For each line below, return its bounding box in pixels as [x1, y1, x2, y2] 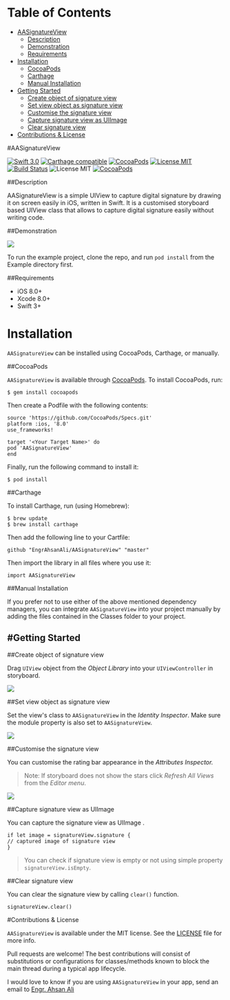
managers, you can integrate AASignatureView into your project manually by [7, 604, 221, 613]
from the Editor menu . [23, 778, 86, 787]
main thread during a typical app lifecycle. [7, 964, 127, 972]
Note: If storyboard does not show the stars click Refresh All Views [23, 771, 214, 780]
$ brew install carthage [7, 521, 79, 528]
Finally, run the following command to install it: [7, 463, 139, 471]
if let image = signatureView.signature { [7, 831, 131, 838]
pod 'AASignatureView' [7, 444, 72, 452]
